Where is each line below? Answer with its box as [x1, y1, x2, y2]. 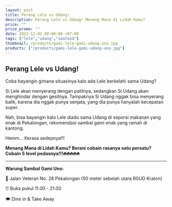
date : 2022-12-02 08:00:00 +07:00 [5, 31, 79, 36]
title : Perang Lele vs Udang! [5, 12, 70, 17]
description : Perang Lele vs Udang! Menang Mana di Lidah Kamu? [5, 17, 145, 22]
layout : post [5, 7, 33, 13]
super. [5, 105, 19, 111]
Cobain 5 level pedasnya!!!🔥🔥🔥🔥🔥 [5, 151, 80, 157]
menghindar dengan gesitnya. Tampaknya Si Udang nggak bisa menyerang [5, 93, 164, 100]
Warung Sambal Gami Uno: [5, 165, 64, 172]
